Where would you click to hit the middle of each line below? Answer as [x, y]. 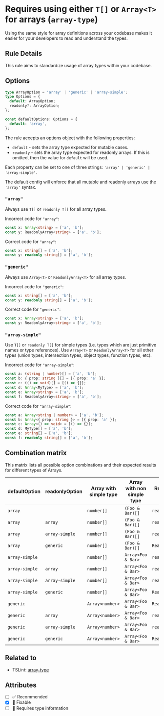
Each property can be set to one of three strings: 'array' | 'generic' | [78, 167]
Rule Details [24, 54]
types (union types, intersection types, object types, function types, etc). [79, 355]
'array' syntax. [21, 187]
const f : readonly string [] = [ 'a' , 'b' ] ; [49, 438]
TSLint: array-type [31, 669]
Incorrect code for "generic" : [34, 286]
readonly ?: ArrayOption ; [35, 106]
